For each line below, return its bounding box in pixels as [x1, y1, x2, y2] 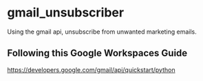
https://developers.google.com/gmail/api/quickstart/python [7, 65, 175, 73]
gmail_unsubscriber [7, 5, 125, 21]
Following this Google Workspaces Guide [7, 47, 188, 59]
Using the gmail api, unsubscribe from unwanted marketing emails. [7, 27, 197, 36]
